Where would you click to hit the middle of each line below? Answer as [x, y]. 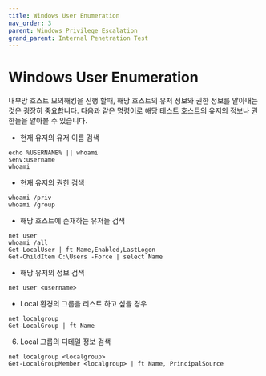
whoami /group [32, 205]
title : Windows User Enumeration [64, 16]
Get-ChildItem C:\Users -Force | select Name [85, 257]
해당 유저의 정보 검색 [52, 273]
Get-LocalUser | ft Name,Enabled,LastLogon [82, 250]
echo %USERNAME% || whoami [53, 153]
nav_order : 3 [30, 23]
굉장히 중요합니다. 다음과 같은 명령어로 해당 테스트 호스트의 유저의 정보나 [136, 111]
